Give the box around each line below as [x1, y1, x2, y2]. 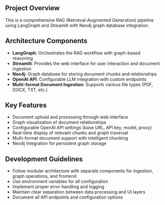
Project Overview [5, 4, 60, 12]
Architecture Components [5, 37, 88, 45]
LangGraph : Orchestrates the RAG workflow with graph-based [12, 50, 141, 56]
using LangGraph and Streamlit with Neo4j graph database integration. [5, 22, 150, 28]
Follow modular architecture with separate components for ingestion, [12, 168, 154, 174]
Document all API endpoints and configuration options [12, 194, 123, 200]
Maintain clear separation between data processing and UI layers [12, 189, 146, 195]
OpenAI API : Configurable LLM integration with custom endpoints [12, 76, 147, 82]
